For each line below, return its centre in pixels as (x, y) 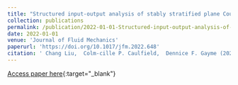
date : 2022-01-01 (33, 34)
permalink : (23, 27)
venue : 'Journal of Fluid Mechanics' (63, 40)
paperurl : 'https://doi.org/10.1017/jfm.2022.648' (84, 47)
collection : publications (45, 21)
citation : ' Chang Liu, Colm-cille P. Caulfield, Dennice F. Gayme (112, 54)
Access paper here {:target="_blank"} (62, 73)
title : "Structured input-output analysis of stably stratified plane (114, 14)
